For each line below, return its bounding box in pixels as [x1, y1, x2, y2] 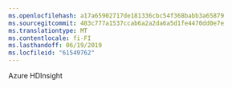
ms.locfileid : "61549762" [8, 49, 95, 57]
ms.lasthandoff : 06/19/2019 [8, 42, 103, 50]
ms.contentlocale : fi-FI [8, 34, 92, 42]
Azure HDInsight [8, 71, 63, 80]
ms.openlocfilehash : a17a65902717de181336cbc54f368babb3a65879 [8, 11, 225, 20]
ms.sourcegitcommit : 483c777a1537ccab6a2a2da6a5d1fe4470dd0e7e [8, 19, 225, 27]
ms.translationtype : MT [8, 26, 88, 34]
